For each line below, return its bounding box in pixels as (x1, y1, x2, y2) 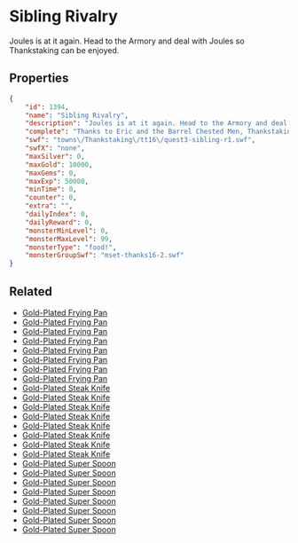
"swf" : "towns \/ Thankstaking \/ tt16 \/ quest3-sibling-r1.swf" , (25, 136, 255, 145)
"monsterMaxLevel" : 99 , (25, 234, 114, 243)
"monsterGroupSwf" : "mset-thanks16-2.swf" (25, 251, 184, 260)
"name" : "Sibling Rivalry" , (25, 111, 129, 120)
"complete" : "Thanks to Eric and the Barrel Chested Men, (25, 127, 244, 137)
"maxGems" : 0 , (25, 169, 77, 177)
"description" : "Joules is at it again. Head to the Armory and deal (25, 119, 288, 128)
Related (9, 284, 53, 299)
